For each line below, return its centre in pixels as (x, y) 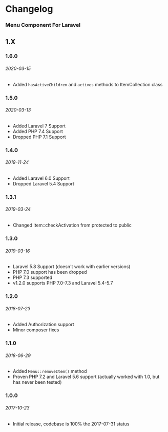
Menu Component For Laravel (43, 25)
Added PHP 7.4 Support (38, 131)
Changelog (29, 9)
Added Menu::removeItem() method (50, 371)
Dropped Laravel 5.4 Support (43, 183)
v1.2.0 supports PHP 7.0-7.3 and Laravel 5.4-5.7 (63, 283)
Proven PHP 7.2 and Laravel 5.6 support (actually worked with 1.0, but (86, 377)
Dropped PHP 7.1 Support (39, 137)
